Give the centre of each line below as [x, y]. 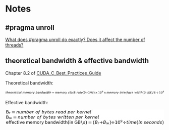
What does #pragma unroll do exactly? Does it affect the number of [75, 39]
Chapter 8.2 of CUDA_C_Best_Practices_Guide [53, 73]
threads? [14, 45]
